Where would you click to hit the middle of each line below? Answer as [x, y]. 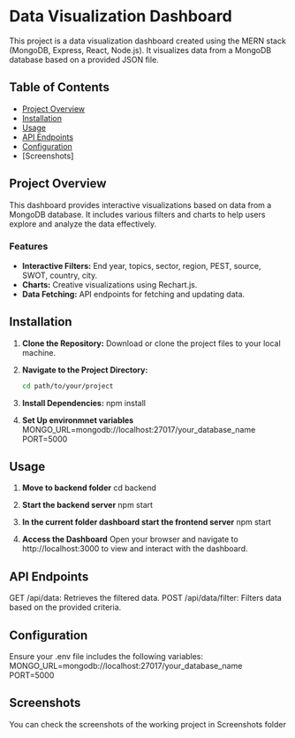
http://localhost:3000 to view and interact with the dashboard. [135, 549]
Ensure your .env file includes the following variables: [106, 656]
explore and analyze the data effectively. [83, 224]
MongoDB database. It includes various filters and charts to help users [137, 214]
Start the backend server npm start [87, 505]
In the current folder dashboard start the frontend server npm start [147, 522]
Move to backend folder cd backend [89, 488]
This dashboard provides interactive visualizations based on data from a [140, 204]
